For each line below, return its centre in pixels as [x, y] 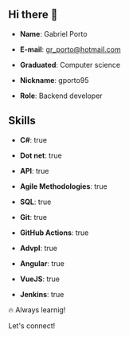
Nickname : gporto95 [54, 80]
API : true [34, 170]
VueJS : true [39, 279]
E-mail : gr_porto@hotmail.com [70, 49]
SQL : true [35, 202]
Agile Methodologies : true [63, 186]
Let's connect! [32, 325]
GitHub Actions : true [54, 233]
